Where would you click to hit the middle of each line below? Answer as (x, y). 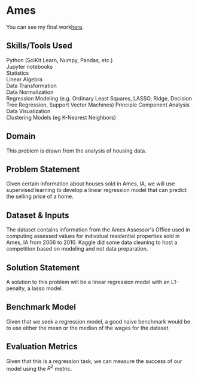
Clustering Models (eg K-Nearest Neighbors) (61, 117)
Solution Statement (43, 268)
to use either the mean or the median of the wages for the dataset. (88, 328)
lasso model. (48, 288)
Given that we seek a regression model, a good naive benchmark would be (98, 321)
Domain (21, 136)
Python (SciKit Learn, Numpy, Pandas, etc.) (60, 60)
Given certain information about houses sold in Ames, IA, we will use (91, 184)
